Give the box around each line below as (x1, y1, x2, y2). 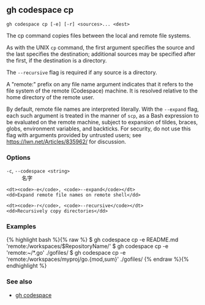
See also (6, 277, 32, 286)
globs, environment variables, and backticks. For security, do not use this (6, 125, 191, 132)
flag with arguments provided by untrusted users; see (6, 131, 142, 138)
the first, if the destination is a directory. (6, 56, 107, 64)
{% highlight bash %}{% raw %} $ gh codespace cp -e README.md (6, 236, 179, 244)
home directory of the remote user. (6, 93, 95, 100)
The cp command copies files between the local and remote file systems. (6, 32, 192, 39)
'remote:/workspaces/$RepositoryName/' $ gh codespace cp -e (6, 243, 169, 250)
